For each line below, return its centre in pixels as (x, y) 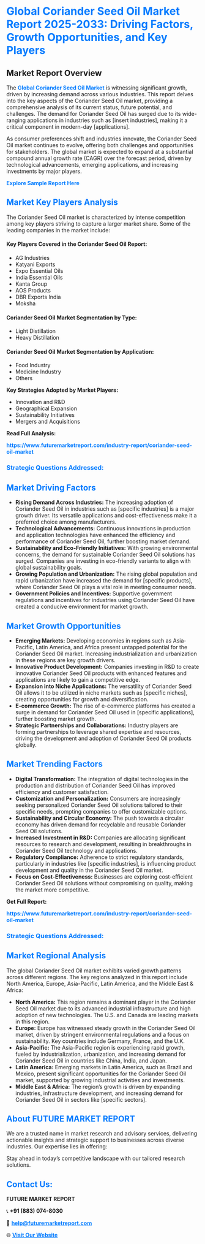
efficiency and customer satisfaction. (62, 792)
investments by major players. (44, 171)
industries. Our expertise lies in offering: (57, 1147)
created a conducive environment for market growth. (82, 607)
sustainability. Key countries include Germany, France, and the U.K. (100, 1041)
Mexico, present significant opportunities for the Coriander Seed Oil (101, 1074)
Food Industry (33, 365)
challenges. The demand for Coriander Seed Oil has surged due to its (94, 114)
